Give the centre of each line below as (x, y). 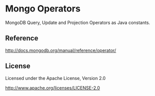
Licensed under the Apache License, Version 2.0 (55, 78)
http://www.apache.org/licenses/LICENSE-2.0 (53, 87)
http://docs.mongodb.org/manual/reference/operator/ (61, 50)
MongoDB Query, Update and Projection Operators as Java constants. (78, 22)
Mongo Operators (43, 9)
